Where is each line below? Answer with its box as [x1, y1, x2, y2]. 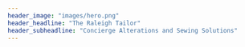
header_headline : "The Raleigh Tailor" [7, 19, 141, 27]
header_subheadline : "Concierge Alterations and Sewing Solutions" [7, 26, 239, 34]
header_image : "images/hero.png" [7, 11, 120, 20]
